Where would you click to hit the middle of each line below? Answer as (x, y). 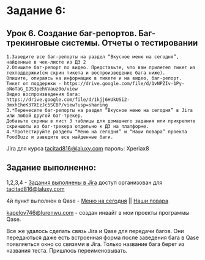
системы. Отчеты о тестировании (129, 43)
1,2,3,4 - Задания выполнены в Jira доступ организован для (84, 182)
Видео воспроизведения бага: (43, 94)
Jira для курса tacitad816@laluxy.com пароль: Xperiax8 (78, 148)
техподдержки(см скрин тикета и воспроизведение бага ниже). (86, 73)
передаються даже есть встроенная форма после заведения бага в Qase (103, 237)
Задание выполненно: (51, 168)
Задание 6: (36, 11)
